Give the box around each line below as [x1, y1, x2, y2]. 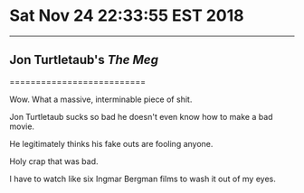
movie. [9, 121, 34, 132]
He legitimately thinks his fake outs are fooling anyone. [9, 138, 214, 149]
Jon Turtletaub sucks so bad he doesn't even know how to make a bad [9, 111, 273, 122]
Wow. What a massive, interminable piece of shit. [9, 94, 193, 105]
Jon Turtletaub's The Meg [9, 52, 158, 68]
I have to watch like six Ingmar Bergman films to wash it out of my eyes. [9, 173, 276, 184]
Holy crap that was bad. [9, 155, 99, 167]
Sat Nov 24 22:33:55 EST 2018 [9, 5, 244, 26]
